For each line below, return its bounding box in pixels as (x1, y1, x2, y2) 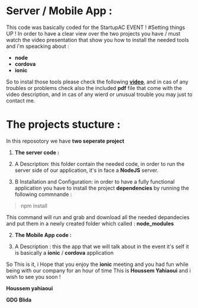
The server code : (14, 149, 60, 156)
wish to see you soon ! (6, 273, 61, 280)
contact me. (6, 97, 35, 104)
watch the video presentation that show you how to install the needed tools (6, 36, 189, 43)
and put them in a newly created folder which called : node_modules (6, 220, 174, 227)
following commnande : (14, 191, 72, 198)
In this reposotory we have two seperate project (6, 137, 125, 145)
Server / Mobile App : (6, 4, 112, 18)
